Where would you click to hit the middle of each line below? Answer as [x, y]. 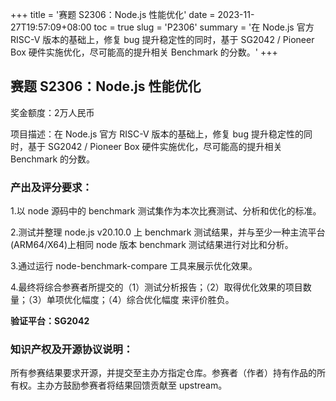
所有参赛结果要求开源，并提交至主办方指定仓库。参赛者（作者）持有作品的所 [168, 373]
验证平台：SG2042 [50, 321]
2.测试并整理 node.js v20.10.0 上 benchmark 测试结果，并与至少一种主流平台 [168, 232]
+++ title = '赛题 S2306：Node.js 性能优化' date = [113, 14]
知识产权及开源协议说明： [72, 350]
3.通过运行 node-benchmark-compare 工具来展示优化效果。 [134, 266]
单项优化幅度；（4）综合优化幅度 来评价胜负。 [140, 300]
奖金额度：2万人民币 [52, 112]
